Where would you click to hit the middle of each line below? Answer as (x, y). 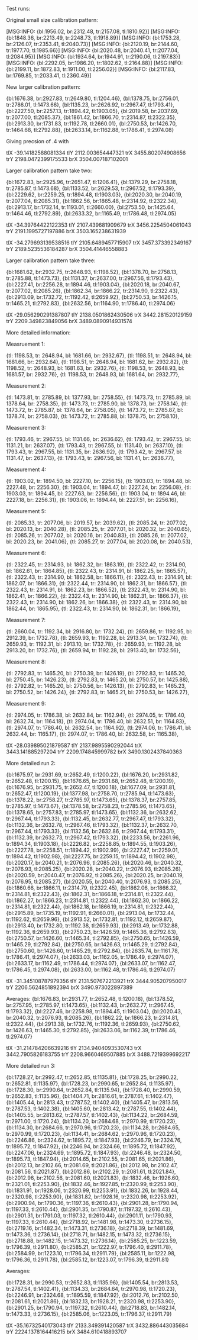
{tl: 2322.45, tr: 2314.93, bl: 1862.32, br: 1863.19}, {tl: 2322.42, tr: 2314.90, (97, 564)
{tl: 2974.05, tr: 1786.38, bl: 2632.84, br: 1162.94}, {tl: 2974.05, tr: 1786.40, (96, 715)
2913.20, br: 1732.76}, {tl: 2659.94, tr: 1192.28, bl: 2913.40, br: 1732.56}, (93, 650)
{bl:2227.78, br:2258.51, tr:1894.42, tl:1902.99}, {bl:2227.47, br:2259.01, (92, 850)
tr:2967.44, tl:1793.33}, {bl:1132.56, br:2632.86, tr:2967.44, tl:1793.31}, (91, 831)
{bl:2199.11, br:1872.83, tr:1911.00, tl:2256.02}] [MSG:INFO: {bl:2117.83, (91, 69)
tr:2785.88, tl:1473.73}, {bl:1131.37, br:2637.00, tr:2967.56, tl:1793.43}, (90, 278)
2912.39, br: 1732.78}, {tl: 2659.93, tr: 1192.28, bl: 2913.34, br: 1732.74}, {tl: (97, 638)
